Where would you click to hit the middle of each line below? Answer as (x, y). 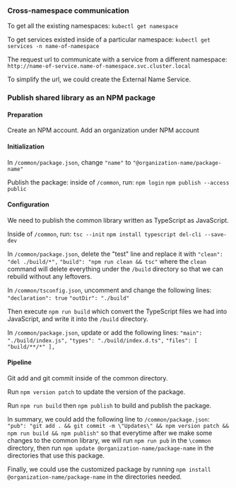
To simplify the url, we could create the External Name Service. (99, 79)
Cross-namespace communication (68, 11)
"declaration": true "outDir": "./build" (68, 298)
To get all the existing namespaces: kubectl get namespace (93, 26)
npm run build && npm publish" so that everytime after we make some (110, 433)
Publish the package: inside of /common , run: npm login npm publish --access (118, 182)
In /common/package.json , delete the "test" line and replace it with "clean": (116, 254)
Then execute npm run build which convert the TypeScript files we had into (117, 311)
